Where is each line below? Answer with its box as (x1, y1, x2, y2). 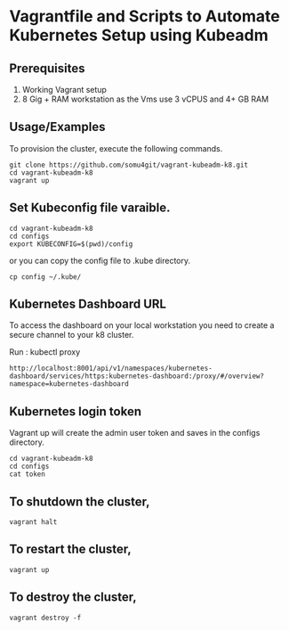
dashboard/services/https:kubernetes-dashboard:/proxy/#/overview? (9, 372, 265, 381)
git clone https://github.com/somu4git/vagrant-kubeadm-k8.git (9, 160, 249, 169)
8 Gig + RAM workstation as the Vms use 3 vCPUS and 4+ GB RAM (21, 94, 269, 104)
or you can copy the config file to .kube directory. (9, 255, 191, 266)
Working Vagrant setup (21, 85, 107, 94)
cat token (9, 470, 46, 479)
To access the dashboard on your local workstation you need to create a (9, 320, 275, 331)
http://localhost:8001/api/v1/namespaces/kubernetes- (9, 364, 213, 373)
